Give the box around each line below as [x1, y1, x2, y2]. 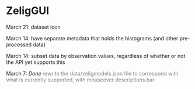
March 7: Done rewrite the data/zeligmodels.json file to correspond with [6, 70, 179, 77]
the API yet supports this [6, 59, 65, 66]
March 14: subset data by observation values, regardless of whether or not [6, 52, 186, 59]
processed [6, 41, 32, 48]
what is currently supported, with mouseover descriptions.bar [6, 76, 155, 83]
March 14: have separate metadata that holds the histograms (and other [6, 35, 179, 42]
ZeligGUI [6, 4, 50, 18]
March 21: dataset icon [6, 23, 61, 30]
